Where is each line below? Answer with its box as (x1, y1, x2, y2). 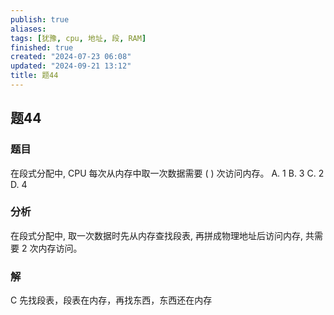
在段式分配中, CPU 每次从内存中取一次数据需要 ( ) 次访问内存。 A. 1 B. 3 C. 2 (10, 167, 325, 179)
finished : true (10, 42, 74, 53)
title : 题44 (10, 71, 59, 81)
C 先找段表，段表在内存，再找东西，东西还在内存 (10, 294, 213, 306)
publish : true (10, 14, 70, 25)
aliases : (10, 24, 47, 34)
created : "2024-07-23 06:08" (10, 52, 132, 62)
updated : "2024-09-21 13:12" (10, 61, 132, 71)
